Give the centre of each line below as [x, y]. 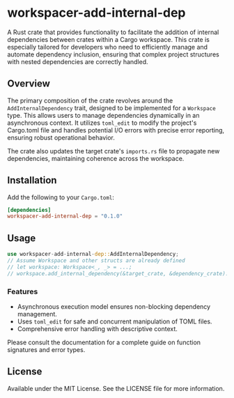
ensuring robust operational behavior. [61, 137]
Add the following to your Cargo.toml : [61, 197]
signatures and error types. [46, 349]
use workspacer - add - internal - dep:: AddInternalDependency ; [93, 254]
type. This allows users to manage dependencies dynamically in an [103, 115]
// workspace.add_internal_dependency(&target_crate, [87, 273]
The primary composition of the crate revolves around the [90, 100]
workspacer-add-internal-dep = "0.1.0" [65, 216]
